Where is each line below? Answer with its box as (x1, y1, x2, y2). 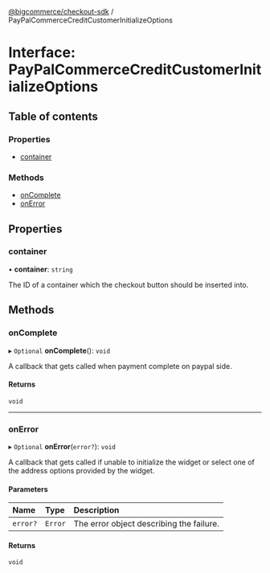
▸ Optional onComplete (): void (8, 346, 111, 355)
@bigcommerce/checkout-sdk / (8, 7, 114, 16)
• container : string (8, 264, 74, 274)
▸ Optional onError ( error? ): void (8, 442, 117, 452)
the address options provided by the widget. (8, 466, 155, 476)
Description (73, 505, 120, 516)
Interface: (8, 43, 76, 62)
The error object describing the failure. (73, 518, 219, 530)
